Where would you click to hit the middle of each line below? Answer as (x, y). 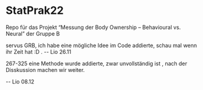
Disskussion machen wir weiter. (45, 69)
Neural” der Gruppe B (33, 33)
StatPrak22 (35, 11)
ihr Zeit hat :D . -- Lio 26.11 (38, 51)
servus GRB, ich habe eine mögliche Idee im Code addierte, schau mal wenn (101, 45)
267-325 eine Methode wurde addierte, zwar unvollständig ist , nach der (97, 63)
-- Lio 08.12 (20, 82)
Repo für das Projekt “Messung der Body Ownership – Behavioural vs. (93, 27)
